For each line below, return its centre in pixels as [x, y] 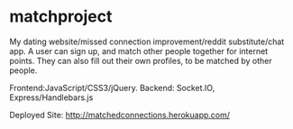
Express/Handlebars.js [51, 97]
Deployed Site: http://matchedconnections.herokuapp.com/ [120, 115]
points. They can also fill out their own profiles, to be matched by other [141, 60]
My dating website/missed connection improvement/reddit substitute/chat [147, 41]
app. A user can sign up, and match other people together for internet [139, 51]
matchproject [61, 17]
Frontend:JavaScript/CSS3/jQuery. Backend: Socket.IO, [112, 88]
